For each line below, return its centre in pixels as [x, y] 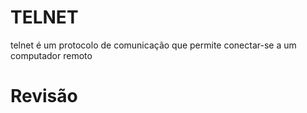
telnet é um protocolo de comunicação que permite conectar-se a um [153, 45]
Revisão [44, 96]
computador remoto [51, 55]
